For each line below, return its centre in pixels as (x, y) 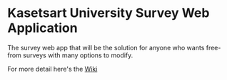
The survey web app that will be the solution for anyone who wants (106, 47)
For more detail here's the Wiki (52, 69)
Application (42, 28)
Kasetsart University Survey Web (109, 13)
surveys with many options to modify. (78, 55)
